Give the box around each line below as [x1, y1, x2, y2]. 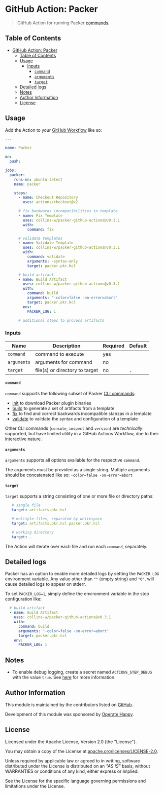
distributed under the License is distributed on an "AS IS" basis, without [5, 763, 150, 769]
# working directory [11, 529, 54, 535]
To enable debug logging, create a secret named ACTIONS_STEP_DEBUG [12, 669, 152, 675]
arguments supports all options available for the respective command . [5, 457, 140, 463]
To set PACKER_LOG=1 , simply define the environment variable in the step [5, 591, 149, 597]
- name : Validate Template [18, 240, 74, 245]
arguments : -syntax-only [27, 259, 78, 264]
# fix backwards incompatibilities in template [18, 209, 118, 214]
